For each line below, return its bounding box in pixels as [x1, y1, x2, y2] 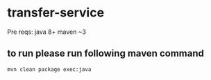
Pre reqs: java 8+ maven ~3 [7, 28, 87, 36]
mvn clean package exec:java [7, 66, 92, 73]
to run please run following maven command [7, 48, 205, 59]
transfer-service [7, 5, 105, 21]
